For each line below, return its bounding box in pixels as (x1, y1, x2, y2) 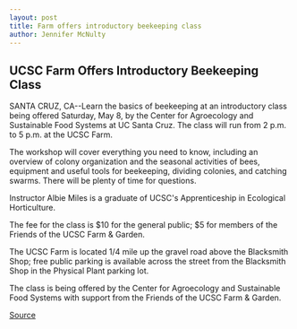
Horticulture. (9, 203, 56, 213)
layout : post (9, 13, 58, 22)
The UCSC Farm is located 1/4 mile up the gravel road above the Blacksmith (9, 247, 289, 257)
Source (9, 310, 36, 321)
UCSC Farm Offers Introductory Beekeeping (9, 63, 259, 78)
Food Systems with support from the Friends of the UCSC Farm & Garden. (9, 292, 282, 303)
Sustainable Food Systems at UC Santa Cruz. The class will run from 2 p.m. (9, 120, 287, 131)
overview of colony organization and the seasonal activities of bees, (9, 156, 260, 167)
